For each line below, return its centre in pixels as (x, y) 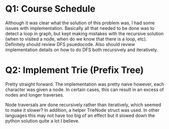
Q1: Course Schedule (50, 9)
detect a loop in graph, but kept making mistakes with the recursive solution (84, 33)
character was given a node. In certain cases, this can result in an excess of (84, 90)
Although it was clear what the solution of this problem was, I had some (80, 23)
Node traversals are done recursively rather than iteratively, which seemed (83, 105)
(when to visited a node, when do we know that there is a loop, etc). (76, 39)
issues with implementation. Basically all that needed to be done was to (80, 28)
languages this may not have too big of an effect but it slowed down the (80, 115)
